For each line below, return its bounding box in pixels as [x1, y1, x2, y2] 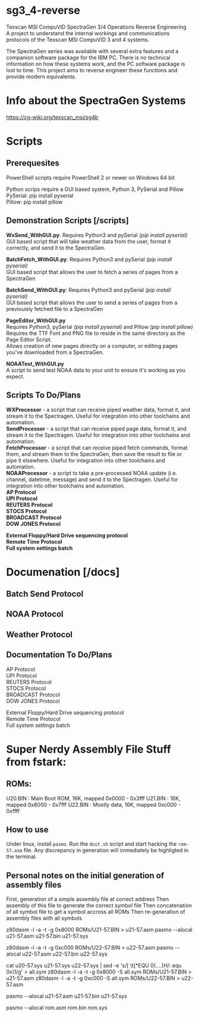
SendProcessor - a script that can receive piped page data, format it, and [6, 425, 187, 432]
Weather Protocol [6, 629, 73, 639]
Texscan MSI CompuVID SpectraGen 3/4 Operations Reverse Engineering [6, 23, 187, 30]
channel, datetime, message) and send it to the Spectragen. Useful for [6, 476, 178, 483]
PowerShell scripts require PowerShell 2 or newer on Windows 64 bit [6, 174, 175, 181]
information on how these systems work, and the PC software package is [6, 60, 185, 67]
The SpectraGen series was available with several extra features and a [6, 47, 179, 54]
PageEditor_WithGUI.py [6, 317, 66, 324]
